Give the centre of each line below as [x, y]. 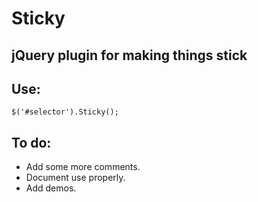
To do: [31, 142]
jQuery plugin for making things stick [129, 55]
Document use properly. [75, 178]
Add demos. [51, 188]
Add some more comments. [83, 167]
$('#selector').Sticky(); [65, 112]
